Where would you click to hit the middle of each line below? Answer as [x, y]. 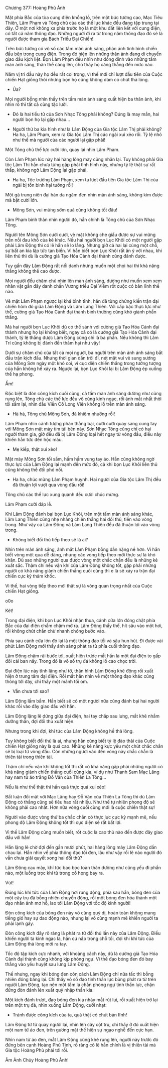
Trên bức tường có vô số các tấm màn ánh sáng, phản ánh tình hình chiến [81, 48]
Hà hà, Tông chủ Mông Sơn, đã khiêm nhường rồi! [64, 414]
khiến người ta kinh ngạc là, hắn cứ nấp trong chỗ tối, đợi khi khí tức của [79, 938]
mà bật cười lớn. [22, 200]
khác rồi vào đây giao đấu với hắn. [41, 706]
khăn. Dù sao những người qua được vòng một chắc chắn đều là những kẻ [81, 560]
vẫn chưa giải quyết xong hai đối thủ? [44, 858]
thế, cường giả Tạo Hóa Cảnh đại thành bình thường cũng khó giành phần [81, 312]
